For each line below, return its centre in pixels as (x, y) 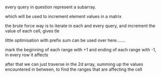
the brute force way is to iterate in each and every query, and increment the (80, 26)
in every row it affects (27, 55)
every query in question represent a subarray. (51, 7)
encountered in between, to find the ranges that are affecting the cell (74, 69)
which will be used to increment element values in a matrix (63, 16)
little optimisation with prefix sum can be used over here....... (65, 40)
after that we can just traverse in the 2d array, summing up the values (74, 64)
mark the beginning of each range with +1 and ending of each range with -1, (80, 50)
